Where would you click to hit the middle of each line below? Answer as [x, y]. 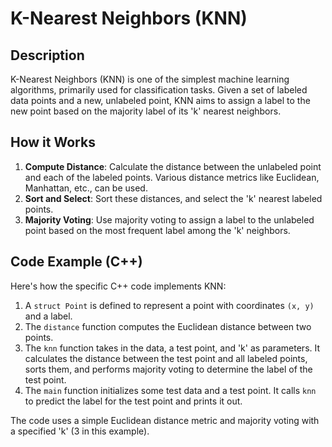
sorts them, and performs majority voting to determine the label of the [168, 369]
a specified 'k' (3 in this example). [80, 431]
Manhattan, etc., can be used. [86, 188]
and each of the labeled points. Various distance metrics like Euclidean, [172, 177]
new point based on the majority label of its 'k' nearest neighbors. [146, 111]
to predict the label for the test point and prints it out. [133, 401]
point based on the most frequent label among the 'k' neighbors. [157, 230]
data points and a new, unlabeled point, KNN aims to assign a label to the [160, 100]
